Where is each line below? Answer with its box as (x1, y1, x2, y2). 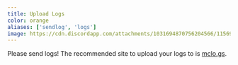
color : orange (7, 17, 50, 24)
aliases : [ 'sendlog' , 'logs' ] (7, 23, 97, 30)
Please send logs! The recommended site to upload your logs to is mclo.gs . (7, 49, 227, 58)
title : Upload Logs (7, 10, 65, 18)
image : (7, 30, 27, 37)
